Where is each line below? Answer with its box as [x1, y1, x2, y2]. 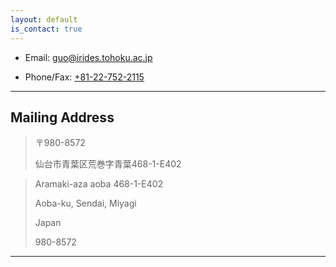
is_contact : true [10, 24, 83, 34]
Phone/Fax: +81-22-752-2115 [24, 71, 145, 83]
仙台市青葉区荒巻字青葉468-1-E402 [34, 158, 182, 170]
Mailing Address [10, 109, 115, 126]
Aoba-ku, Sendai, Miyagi [34, 197, 137, 210]
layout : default [10, 14, 78, 25]
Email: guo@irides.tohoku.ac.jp [24, 51, 153, 63]
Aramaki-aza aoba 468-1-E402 [34, 178, 164, 190]
